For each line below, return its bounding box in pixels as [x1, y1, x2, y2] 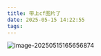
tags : [7, 23, 23, 29]
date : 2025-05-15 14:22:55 [7, 16, 85, 23]
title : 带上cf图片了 [7, 10, 61, 17]
